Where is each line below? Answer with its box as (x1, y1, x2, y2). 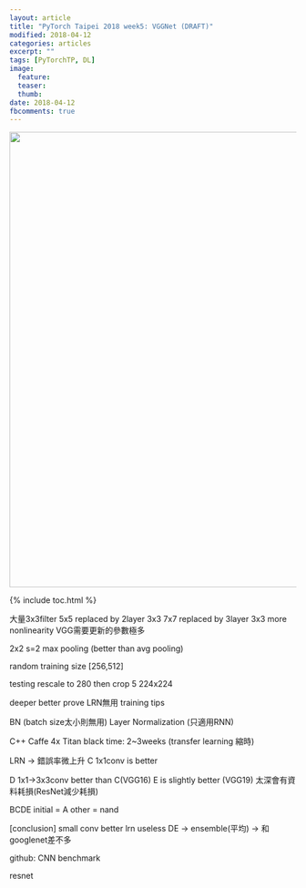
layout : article (9, 13, 71, 23)
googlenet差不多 (9, 834, 72, 845)
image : (9, 65, 35, 74)
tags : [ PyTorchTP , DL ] (9, 56, 96, 65)
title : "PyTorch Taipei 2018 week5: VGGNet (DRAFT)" (9, 22, 214, 31)
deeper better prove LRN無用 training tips (9, 698, 166, 709)
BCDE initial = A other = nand (9, 804, 119, 815)
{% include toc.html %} (9, 595, 97, 606)
